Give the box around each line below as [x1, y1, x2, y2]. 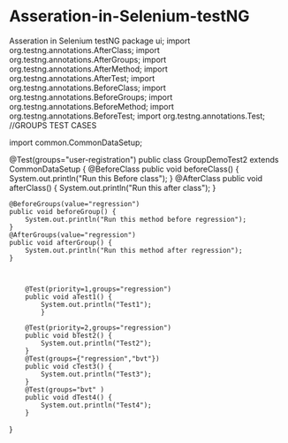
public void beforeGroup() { [9, 207, 117, 216]
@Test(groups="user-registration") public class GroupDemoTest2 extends [9, 154, 279, 164]
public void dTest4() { [25, 393, 113, 401]
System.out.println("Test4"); [41, 401, 152, 409]
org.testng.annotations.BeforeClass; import [9, 82, 166, 93]
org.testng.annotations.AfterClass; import [9, 44, 161, 55]
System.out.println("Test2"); [41, 339, 152, 348]
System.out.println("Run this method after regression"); [25, 246, 243, 255]
